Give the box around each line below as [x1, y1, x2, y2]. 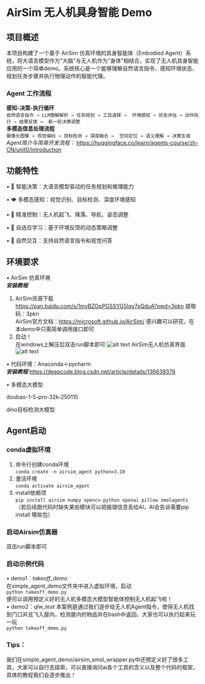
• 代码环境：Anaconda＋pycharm [6, 360, 91, 367]
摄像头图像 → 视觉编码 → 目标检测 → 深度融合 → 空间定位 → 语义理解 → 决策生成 [6, 133, 191, 139]
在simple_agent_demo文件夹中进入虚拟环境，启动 [6, 582, 132, 590]
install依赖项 [15, 489, 47, 496]
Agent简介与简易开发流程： [6, 139, 75, 147]
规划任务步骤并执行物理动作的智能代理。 [6, 72, 108, 80]
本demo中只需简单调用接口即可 [15, 325, 95, 332]
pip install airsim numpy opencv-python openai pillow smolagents [15, 497, 188, 503]
